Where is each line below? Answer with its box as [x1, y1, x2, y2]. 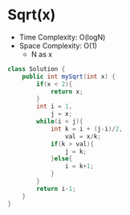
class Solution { [7, 64, 66, 73]
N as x [30, 49, 53, 59]
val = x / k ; [64, 132, 102, 140]
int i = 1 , [36, 102, 73, 110]
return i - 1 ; [36, 184, 77, 192]
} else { [50, 155, 73, 163]
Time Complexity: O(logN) [18, 32, 106, 42]
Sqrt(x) [7, 6, 56, 24]
